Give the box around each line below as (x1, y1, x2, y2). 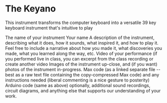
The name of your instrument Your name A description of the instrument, (5, 34, 155, 40)
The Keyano (5, 3, 56, 14)
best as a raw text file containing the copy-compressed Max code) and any (5, 71, 160, 77)
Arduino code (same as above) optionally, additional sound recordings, (5, 82, 151, 88)
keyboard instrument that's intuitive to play (5, 24, 93, 30)
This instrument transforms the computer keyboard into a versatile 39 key (5, 19, 157, 25)
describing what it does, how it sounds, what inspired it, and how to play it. (5, 39, 159, 45)
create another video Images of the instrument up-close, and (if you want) (5, 61, 158, 67)
